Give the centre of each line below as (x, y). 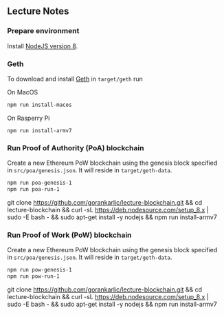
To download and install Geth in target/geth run (75, 79)
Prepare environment (43, 31)
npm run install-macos (40, 105)
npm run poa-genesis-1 (40, 183)
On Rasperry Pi (29, 118)
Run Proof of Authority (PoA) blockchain (76, 148)
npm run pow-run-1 (33, 276)
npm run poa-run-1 (33, 190)
